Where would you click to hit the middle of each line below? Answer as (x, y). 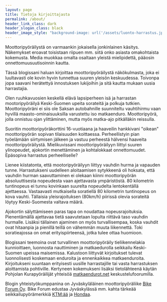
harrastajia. (17, 88)
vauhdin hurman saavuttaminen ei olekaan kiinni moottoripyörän (71, 175)
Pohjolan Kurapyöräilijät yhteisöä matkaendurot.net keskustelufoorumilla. (80, 274)
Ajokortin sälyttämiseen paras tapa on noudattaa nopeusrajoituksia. (74, 211)
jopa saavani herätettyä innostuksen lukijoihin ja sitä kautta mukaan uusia (80, 83)
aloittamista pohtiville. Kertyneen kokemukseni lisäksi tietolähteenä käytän (81, 269)
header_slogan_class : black (34, 28)
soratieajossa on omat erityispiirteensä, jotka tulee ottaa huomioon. (74, 233)
